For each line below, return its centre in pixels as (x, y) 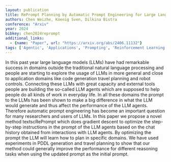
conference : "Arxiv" (27, 24)
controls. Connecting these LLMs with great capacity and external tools (80, 84)
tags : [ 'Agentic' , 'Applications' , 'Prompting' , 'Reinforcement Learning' (86, 48)
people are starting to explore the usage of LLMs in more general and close (84, 73)
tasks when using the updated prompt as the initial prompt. (67, 154)
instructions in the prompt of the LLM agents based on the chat (89, 127)
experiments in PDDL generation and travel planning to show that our (78, 143)
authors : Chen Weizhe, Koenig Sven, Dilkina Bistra (61, 19)
